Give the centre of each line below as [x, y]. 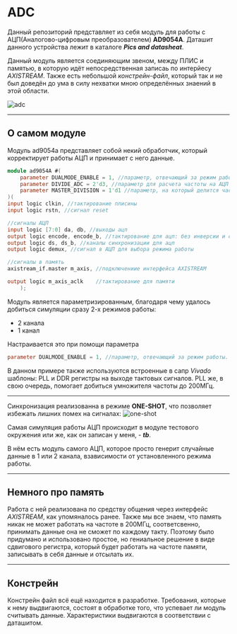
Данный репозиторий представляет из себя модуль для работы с [107, 32]
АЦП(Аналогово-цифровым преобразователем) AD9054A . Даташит [110, 39]
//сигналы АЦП [28, 223]
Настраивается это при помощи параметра [73, 344]
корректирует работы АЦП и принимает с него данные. [91, 158]
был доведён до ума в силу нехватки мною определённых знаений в [112, 83]
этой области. [28, 91]
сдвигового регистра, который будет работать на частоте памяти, [108, 547]
